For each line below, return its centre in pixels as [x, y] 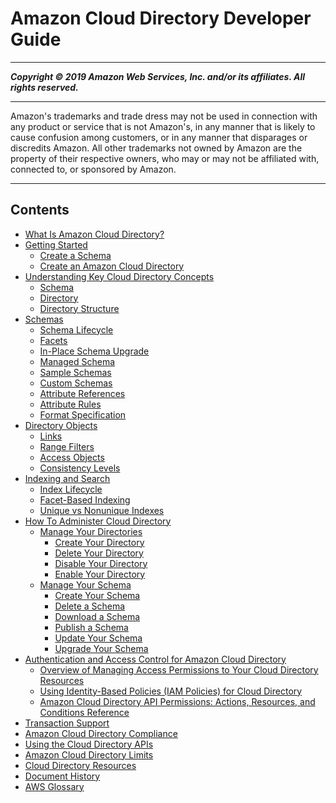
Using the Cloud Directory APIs [89, 744]
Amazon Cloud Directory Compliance [101, 733]
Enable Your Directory [100, 574]
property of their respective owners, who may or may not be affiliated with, [165, 158]
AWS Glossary [54, 786]
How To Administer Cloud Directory [98, 521]
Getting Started [56, 244]
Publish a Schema [91, 627]
